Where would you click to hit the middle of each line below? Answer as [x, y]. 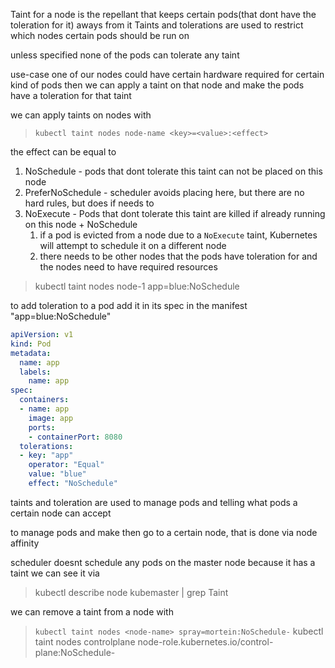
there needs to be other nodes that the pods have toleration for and [178, 256]
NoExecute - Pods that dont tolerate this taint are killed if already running [175, 213]
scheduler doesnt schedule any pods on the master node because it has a [163, 562]
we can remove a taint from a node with [92, 611]
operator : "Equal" [66, 465]
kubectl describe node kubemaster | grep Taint [131, 592]
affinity [25, 543]
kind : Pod [31, 344]
